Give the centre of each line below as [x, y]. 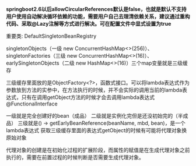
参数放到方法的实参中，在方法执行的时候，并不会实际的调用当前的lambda [94, 90]
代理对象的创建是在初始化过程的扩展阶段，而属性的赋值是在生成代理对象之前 [98, 150]
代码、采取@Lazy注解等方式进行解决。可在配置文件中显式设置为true [89, 24]
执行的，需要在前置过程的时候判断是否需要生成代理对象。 [75, 157]
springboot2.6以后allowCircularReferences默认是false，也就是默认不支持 [96, 9]
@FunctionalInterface [32, 104]
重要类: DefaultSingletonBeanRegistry [51, 36]
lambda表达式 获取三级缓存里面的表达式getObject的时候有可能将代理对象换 [97, 130]
